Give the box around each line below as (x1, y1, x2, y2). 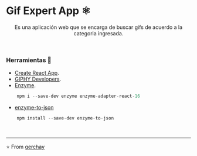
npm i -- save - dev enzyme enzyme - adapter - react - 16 (16, 93, 141, 99)
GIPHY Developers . (14, 75, 62, 83)
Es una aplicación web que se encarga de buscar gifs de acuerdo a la (14, 24, 183, 31)
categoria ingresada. (73, 29, 124, 36)
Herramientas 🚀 (6, 56, 52, 64)
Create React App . (14, 69, 60, 77)
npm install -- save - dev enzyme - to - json (16, 115, 114, 121)
